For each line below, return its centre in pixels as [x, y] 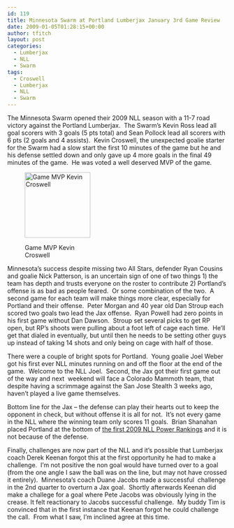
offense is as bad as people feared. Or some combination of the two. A [111, 291]
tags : [15, 72]
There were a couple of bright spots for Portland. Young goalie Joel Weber [115, 356]
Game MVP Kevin [50, 248]
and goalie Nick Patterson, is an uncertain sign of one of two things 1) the [113, 276]
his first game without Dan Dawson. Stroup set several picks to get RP [109, 321]
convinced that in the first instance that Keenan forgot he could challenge [113, 509]
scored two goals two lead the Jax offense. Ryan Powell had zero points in [115, 313]
